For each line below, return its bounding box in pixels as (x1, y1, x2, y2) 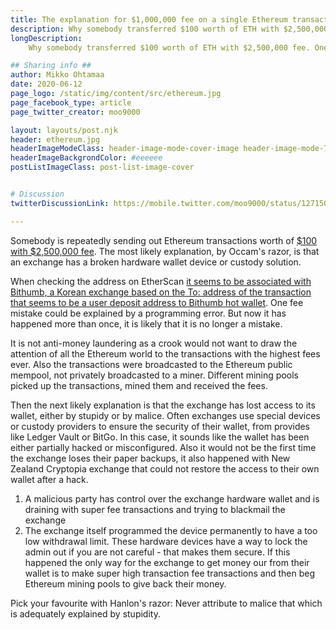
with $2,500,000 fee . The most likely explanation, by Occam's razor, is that (10, 245, 320, 257)
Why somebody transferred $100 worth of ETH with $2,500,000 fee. (28, 42, 311, 53)
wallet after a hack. (10, 473, 89, 485)
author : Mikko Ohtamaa (10, 70, 105, 80)
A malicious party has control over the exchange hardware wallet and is (24, 492, 320, 505)
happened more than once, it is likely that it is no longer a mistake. (10, 317, 283, 330)
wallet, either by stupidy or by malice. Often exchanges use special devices (10, 409, 321, 421)
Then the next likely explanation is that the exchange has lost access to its (10, 399, 316, 411)
